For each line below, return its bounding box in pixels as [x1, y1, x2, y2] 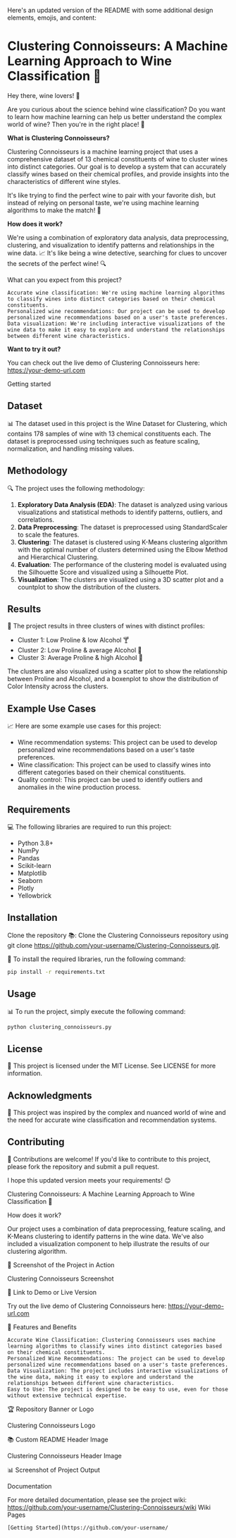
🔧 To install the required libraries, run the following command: [7, 955, 186, 963]
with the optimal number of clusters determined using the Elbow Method [17, 545, 228, 554]
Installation [7, 912, 58, 924]
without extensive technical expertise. [7, 1392, 128, 1399]
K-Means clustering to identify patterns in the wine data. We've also [7, 1232, 204, 1240]
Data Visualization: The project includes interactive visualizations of [7, 1367, 229, 1374]
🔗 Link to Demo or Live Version [7, 1288, 97, 1296]
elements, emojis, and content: [7, 13, 97, 22]
